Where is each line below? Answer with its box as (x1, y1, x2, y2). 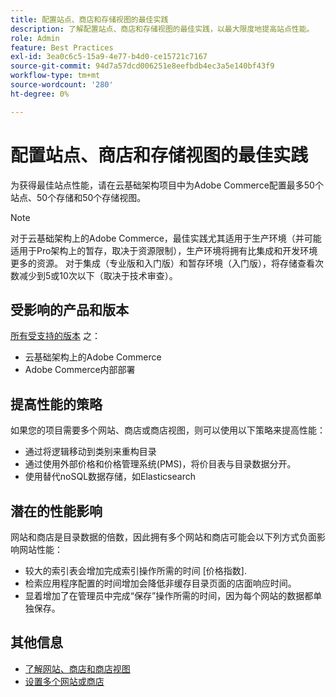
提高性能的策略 (10, 396, 103, 413)
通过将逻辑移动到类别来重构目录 (24, 446, 157, 458)
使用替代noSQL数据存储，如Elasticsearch (24, 471, 196, 483)
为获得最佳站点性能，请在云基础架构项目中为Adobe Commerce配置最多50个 (10, 179, 324, 191)
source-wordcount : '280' (10, 80, 114, 90)
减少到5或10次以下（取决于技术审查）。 (18, 269, 178, 281)
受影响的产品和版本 (10, 301, 129, 318)
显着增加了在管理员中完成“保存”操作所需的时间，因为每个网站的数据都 (24, 590, 314, 601)
